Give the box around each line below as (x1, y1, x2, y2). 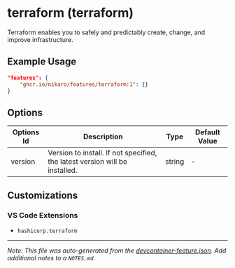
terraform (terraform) (7, 5, 134, 21)
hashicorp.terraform (17, 227, 78, 234)
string (165, 157, 185, 167)
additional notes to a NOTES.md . (7, 253, 96, 262)
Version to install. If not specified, (48, 148, 157, 158)
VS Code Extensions (7, 210, 78, 220)
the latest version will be (48, 157, 128, 167)
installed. (48, 166, 78, 176)
